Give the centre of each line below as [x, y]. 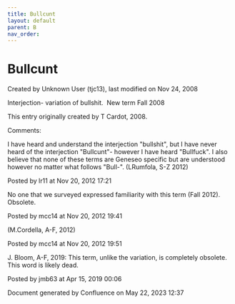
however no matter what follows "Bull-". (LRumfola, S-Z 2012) [98, 167]
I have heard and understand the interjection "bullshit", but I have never [112, 144]
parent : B [22, 27]
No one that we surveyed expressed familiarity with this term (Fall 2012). [114, 195]
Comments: [24, 131]
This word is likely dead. [43, 265]
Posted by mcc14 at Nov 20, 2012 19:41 [65, 216]
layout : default [31, 21]
